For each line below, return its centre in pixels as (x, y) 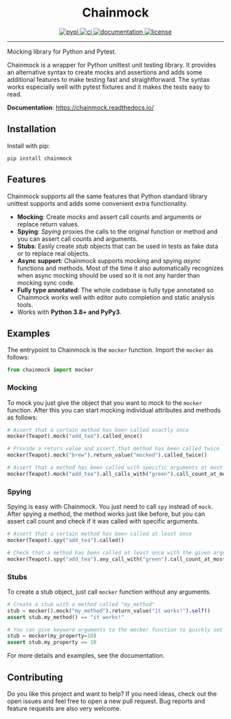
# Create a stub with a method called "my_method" (81, 604)
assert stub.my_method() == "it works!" (66, 617)
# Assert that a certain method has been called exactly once (98, 430)
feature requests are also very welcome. (64, 708)
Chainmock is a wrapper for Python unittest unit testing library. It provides (112, 65)
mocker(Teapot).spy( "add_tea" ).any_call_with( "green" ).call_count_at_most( (118, 559)
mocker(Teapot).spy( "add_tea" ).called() (66, 540)
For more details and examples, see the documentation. (86, 656)
